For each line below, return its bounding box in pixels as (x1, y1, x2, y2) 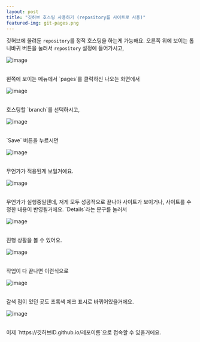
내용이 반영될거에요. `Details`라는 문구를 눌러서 (17, 206, 128, 213)
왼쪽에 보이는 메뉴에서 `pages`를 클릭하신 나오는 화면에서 (6, 76, 140, 83)
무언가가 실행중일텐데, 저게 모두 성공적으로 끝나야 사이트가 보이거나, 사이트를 (6, 199, 186, 206)
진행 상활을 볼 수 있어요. (6, 236, 62, 244)
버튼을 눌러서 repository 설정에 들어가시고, (22, 44, 125, 52)
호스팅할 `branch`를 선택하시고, (6, 106, 80, 113)
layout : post (6, 8, 39, 15)
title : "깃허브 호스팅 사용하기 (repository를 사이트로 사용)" (6, 14, 146, 20)
